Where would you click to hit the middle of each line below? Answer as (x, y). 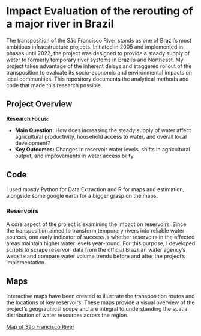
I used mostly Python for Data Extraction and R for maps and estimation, (95, 189)
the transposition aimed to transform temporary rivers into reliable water (95, 230)
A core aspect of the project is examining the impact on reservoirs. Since (96, 224)
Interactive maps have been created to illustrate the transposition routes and (100, 296)
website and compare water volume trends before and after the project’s (96, 256)
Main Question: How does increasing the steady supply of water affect (103, 130)
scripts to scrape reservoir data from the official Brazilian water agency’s (96, 249)
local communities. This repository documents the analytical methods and (97, 79)
